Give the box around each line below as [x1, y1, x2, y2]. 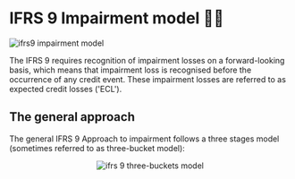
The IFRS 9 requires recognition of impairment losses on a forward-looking [9, 55, 285, 65]
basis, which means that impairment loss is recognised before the [9, 64, 252, 75]
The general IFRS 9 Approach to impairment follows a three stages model [9, 133, 280, 144]
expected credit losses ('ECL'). [9, 83, 122, 94]
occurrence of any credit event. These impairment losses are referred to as [9, 73, 286, 84]
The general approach [9, 109, 136, 124]
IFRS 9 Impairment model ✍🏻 [9, 8, 224, 29]
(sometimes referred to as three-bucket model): [9, 142, 185, 153]
